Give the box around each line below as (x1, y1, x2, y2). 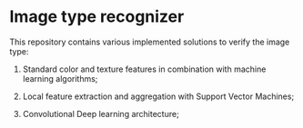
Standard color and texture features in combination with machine (22, 64, 267, 74)
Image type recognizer (9, 6, 185, 27)
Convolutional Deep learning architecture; (22, 108, 179, 119)
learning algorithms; (22, 73, 98, 84)
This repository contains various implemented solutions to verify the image (9, 36, 290, 47)
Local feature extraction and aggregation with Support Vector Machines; (22, 91, 295, 102)
